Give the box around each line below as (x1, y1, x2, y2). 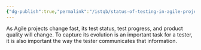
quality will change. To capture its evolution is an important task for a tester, (6, 31, 193, 38)
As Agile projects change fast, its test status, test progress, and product (6, 25, 184, 32)
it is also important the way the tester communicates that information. (6, 37, 178, 44)
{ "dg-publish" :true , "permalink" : (6, 8, 90, 15)
